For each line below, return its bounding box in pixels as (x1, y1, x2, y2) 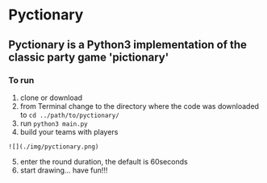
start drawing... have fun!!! (19, 165, 108, 175)
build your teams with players (19, 127, 119, 136)
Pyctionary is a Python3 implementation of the (8, 38, 248, 52)
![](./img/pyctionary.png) (8, 143, 99, 151)
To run (8, 74, 35, 85)
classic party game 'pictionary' (8, 50, 169, 64)
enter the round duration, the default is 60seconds (19, 156, 188, 166)
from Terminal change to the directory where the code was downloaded (19, 101, 260, 110)
